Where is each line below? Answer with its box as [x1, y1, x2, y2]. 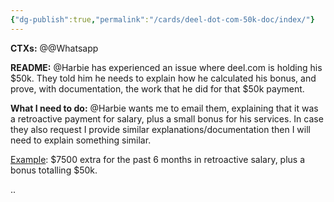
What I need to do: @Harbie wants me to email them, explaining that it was [10, 102, 319, 114]
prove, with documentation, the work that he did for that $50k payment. [10, 82, 305, 95]
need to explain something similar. [10, 134, 152, 146]
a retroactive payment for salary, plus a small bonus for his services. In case [10, 112, 324, 125]
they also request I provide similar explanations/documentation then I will [10, 123, 311, 135]
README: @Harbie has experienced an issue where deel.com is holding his [10, 61, 323, 73]
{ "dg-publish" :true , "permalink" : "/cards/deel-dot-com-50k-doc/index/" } [10, 14, 315, 25]
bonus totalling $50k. [10, 164, 98, 176]
